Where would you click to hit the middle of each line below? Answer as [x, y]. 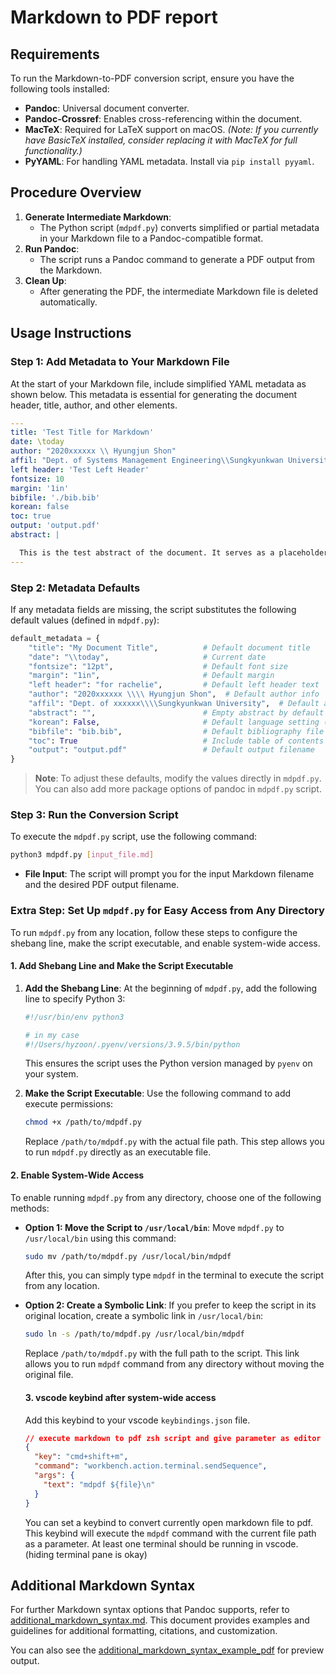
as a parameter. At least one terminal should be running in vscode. [161, 1543]
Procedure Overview [76, 192]
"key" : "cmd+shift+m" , [81, 1457]
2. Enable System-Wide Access [77, 1175]
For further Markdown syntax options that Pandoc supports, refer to [150, 1610]
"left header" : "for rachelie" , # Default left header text [174, 685]
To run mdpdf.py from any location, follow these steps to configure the [154, 932]
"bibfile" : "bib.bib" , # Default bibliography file [176, 731]
